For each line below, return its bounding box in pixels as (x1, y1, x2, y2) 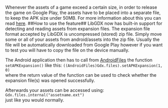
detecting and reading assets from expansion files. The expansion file (5, 26, 150, 32)
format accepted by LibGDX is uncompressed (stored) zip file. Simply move (5, 31, 162, 37)
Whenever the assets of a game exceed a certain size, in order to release (5, 5, 157, 10)
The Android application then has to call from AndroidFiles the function (5, 57, 153, 63)
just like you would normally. (5, 97, 65, 103)
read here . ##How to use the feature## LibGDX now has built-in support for (5, 20, 162, 26)
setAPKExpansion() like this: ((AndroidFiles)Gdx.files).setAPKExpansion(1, (5, 63, 163, 68)
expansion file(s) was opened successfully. (5, 78, 95, 83)
